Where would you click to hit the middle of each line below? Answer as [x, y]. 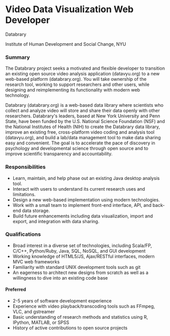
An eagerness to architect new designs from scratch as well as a [80, 272]
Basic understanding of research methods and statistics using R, [80, 317]
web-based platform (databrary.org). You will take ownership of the [76, 79]
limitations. [24, 194]
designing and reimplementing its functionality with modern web [73, 90]
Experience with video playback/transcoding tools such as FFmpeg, [84, 307]
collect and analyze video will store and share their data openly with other [83, 111]
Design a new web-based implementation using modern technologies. [86, 200]
